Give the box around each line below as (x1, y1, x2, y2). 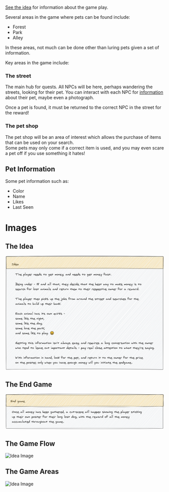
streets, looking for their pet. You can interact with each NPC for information (5, 89, 163, 95)
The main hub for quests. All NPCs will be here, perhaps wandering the (5, 84, 153, 90)
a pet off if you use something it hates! (5, 150, 86, 156)
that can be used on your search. (5, 139, 74, 145)
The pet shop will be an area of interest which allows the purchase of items (5, 134, 161, 140)
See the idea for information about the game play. (5, 5, 108, 10)
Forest (12, 24, 26, 30)
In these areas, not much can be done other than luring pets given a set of (5, 45, 159, 50)
